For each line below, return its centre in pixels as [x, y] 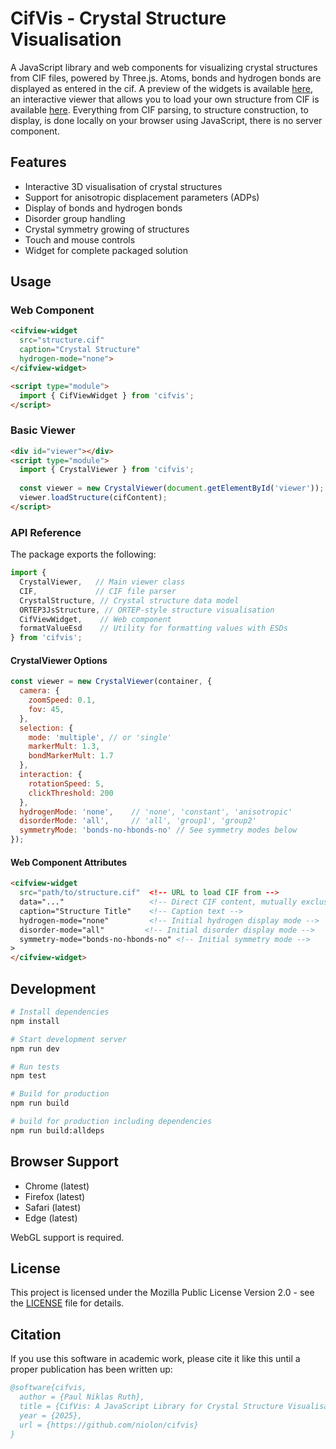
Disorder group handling [75, 218]
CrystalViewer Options [59, 660]
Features [38, 162]
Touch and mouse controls [80, 239]
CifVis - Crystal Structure [118, 18]
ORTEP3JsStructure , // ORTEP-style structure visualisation [147, 610]
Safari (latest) [53, 1207]
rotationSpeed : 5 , [66, 783]
